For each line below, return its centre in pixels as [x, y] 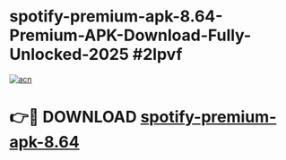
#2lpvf [157, 55]
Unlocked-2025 [69, 55]
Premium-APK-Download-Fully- [130, 35]
